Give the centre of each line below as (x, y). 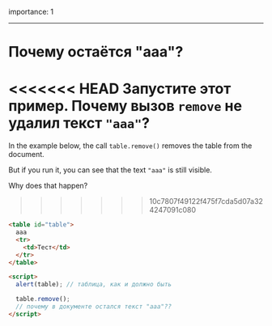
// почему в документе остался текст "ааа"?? (94, 307)
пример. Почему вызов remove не (125, 106)
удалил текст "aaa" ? (79, 123)
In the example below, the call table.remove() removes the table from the (130, 146)
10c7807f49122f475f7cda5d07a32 (206, 201)
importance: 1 (31, 12)
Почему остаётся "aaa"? (96, 52)
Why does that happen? (48, 186)
